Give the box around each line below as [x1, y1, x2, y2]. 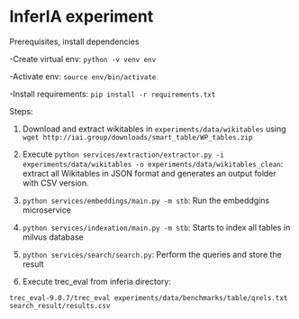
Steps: [9, 105, 33, 116]
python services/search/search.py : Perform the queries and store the [22, 249, 282, 260]
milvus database [22, 232, 84, 242]
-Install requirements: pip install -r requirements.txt [9, 88, 216, 99]
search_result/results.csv [9, 301, 111, 310]
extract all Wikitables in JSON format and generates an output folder [22, 168, 276, 178]
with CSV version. [22, 178, 89, 188]
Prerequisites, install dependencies [9, 36, 140, 47]
